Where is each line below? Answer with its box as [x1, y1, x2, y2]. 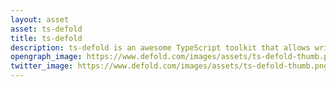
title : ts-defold [10, 33, 83, 43]
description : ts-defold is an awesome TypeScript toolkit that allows [10, 42, 311, 53]
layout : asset [10, 14, 70, 25]
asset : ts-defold [10, 24, 83, 34]
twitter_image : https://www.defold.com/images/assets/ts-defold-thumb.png [10, 61, 329, 71]
